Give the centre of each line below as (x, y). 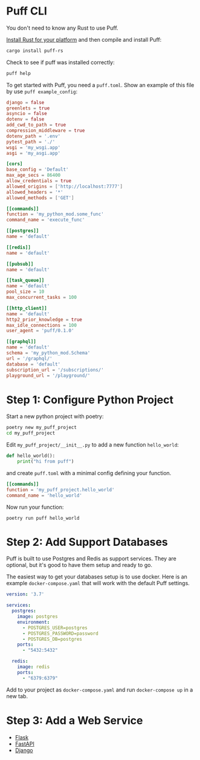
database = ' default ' (34, 364)
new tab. (17, 696)
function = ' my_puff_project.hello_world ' (60, 490)
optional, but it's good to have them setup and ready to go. (79, 565)
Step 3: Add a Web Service (75, 720)
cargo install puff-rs (35, 51)
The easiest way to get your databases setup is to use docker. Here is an (97, 577)
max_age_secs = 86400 (34, 175)
